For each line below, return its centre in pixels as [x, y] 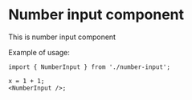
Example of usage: [39, 52]
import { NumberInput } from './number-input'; [90, 67]
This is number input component [62, 37]
